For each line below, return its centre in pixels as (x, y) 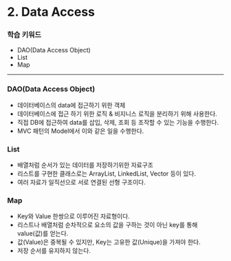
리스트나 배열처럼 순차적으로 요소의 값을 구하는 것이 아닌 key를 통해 (107, 225)
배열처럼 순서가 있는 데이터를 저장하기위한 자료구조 (85, 165)
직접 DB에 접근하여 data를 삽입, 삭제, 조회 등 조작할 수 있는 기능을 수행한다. (118, 122)
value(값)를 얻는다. (43, 233)
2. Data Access (51, 12)
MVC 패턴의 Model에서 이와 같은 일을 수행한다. (80, 131)
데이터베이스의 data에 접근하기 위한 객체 (71, 105)
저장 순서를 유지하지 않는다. (54, 251)
